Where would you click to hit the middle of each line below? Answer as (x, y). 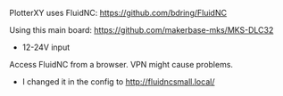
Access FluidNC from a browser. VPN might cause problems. (121, 64)
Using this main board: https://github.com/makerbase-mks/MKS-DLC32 (141, 30)
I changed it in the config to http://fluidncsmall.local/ (118, 82)
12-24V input (46, 47)
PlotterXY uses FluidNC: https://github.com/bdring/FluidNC (118, 13)
